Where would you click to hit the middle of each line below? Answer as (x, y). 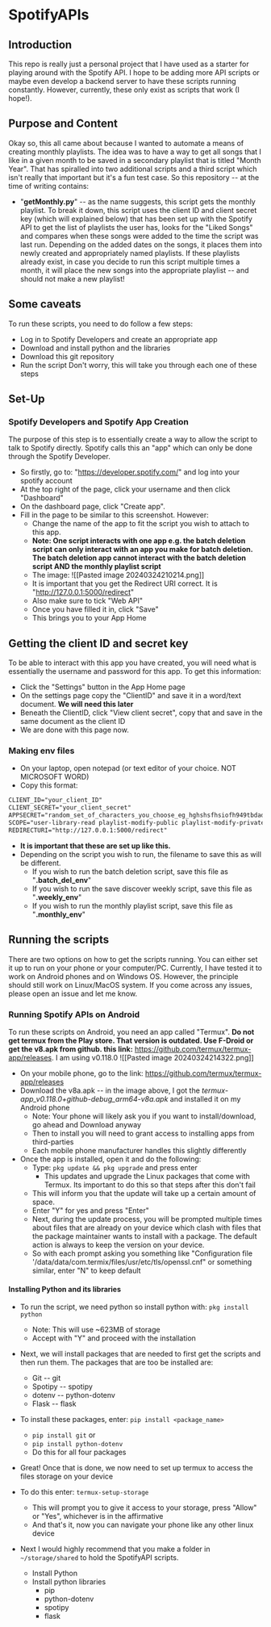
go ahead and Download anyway (87, 1124)
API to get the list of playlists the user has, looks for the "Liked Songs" (136, 227)
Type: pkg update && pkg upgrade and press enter (115, 1167)
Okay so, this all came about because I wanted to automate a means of (126, 143)
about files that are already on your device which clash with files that (146, 1228)
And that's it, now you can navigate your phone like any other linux (143, 1525)
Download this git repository (67, 356)
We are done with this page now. (74, 730)
